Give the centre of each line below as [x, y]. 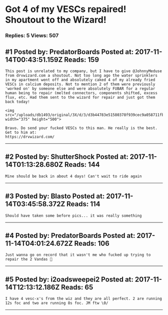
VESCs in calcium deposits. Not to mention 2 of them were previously [80, 84]
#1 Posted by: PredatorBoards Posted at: [69, 52]
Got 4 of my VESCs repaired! [66, 9]
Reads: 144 [82, 165]
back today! [17, 102]
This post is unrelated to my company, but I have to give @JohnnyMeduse [84, 71]
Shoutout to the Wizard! [56, 20]
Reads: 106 [92, 243]
